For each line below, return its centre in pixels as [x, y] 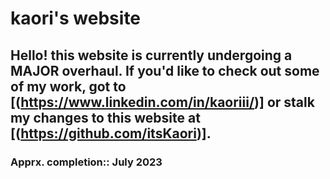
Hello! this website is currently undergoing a [151, 55]
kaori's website [76, 18]
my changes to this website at [105, 117]
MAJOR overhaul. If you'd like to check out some [165, 70]
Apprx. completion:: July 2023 [86, 162]
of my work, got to [68, 86]
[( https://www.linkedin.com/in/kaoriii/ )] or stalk [162, 102]
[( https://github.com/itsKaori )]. [111, 133]
